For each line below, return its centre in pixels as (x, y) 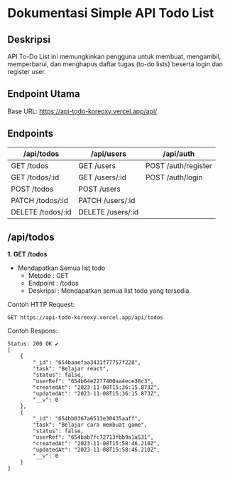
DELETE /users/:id (109, 212)
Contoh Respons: (33, 331)
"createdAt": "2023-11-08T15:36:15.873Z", (97, 388)
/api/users (108, 153)
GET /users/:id (102, 177)
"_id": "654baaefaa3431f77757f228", (87, 363)
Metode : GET (48, 276)
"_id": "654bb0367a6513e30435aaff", (87, 419)
